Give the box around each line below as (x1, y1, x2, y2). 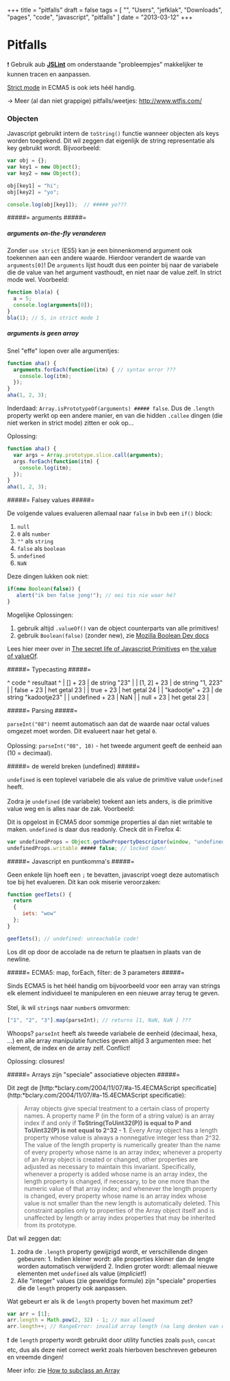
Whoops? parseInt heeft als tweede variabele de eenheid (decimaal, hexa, (7, 1029, 218, 1037)
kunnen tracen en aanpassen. (7, 70, 91, 78)
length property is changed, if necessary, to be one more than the (23, 1177, 210, 1185)
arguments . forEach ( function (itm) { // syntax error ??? (13, 366, 176, 373)
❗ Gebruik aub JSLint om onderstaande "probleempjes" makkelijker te (7, 60, 203, 68)
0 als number (16, 530, 51, 538)
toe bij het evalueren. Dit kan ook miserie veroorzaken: (7, 877, 161, 886)
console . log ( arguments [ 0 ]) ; (13, 302, 94, 309)
